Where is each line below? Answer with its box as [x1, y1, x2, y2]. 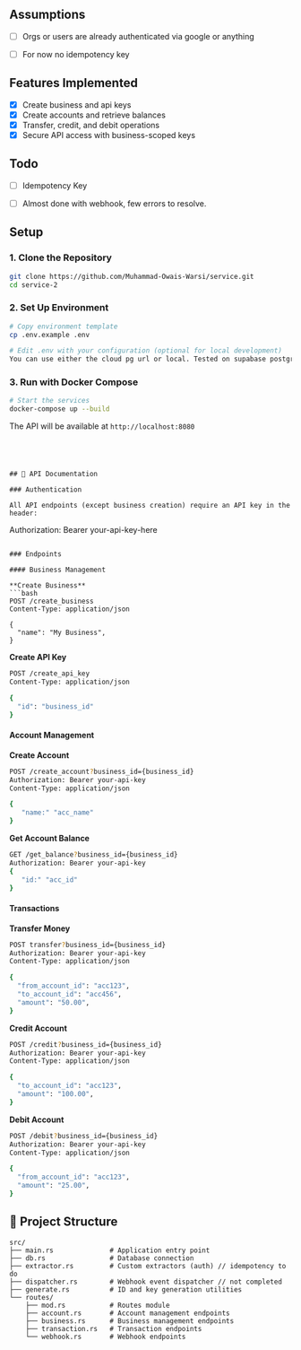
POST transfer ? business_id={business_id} [9, 940, 167, 949]
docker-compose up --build [9, 405, 110, 414]
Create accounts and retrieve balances [21, 109, 166, 120]
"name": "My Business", [17, 628, 106, 638]
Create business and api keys [21, 99, 132, 110]
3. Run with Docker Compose [9, 376, 139, 388]
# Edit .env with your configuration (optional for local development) [9, 346, 282, 355]
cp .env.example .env [9, 330, 90, 339]
